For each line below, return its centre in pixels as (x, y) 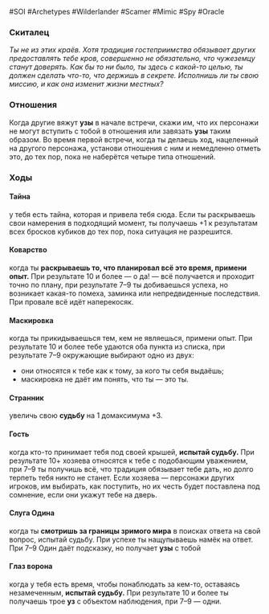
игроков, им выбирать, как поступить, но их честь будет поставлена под (134, 486)
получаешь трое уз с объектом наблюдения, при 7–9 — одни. (115, 601)
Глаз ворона (31, 567)
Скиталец (29, 32)
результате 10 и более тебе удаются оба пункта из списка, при (117, 347)
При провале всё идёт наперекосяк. (71, 301)
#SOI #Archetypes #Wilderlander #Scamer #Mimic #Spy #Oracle (117, 12)
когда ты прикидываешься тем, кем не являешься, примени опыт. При (131, 338)
